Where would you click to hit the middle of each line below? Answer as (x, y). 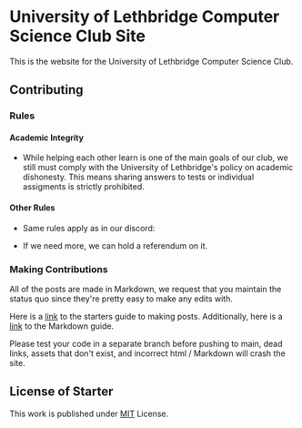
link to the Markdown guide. (62, 326)
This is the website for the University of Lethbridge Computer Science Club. (151, 61)
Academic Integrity (47, 138)
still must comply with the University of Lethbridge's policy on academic (158, 168)
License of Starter (61, 392)
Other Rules (32, 208)
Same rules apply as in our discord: (89, 228)
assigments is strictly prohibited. (84, 187)
